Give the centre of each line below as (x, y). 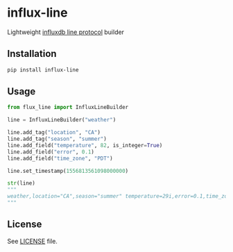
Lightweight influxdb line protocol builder (66, 32)
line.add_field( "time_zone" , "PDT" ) (60, 158)
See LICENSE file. (32, 241)
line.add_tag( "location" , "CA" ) (54, 133)
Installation (32, 54)
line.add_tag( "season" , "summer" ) (57, 139)
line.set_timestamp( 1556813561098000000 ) (68, 171)
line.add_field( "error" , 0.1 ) (51, 152)
